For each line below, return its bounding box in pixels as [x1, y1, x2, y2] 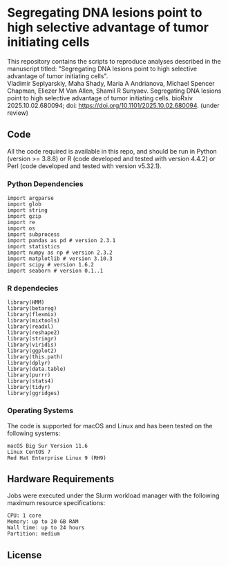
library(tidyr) [7, 384, 51, 391]
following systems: [7, 429, 61, 437]
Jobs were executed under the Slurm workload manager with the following [7, 491, 220, 500]
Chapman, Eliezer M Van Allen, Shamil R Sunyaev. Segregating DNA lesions [7, 86, 222, 95]
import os [7, 225, 36, 232]
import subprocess [7, 231, 60, 238]
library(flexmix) [7, 311, 57, 318]
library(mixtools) [7, 317, 60, 325]
